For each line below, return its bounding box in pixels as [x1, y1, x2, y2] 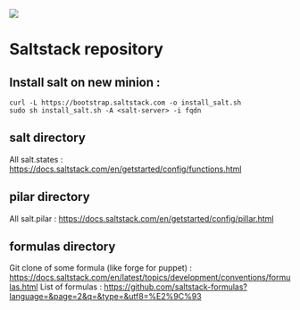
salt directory [9, 130, 87, 146]
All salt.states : [9, 154, 63, 164]
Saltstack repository [9, 39, 163, 60]
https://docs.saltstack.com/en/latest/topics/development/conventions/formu [9, 272, 291, 283]
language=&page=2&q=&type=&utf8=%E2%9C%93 [9, 291, 203, 302]
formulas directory [9, 239, 116, 255]
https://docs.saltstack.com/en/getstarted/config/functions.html [9, 163, 242, 174]
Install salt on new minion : [9, 74, 161, 89]
